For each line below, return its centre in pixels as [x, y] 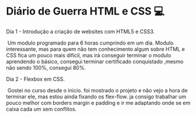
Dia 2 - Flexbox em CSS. [36, 79]
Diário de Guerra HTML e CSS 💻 [85, 11]
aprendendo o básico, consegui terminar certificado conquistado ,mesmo [95, 61]
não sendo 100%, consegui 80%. [46, 67]
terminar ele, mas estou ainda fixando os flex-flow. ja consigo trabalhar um [96, 97]
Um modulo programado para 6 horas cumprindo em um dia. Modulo [90, 43]
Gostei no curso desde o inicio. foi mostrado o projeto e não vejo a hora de [98, 90]
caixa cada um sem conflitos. [42, 109]
